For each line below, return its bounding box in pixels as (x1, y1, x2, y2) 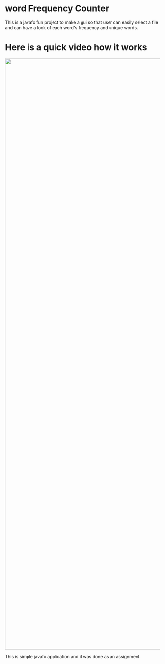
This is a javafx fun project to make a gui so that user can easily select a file (5, 19, 159, 25)
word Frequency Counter (5, 3, 110, 14)
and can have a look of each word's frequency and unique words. (5, 24, 138, 30)
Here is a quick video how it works (5, 42, 147, 53)
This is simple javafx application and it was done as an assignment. (5, 653, 141, 659)
